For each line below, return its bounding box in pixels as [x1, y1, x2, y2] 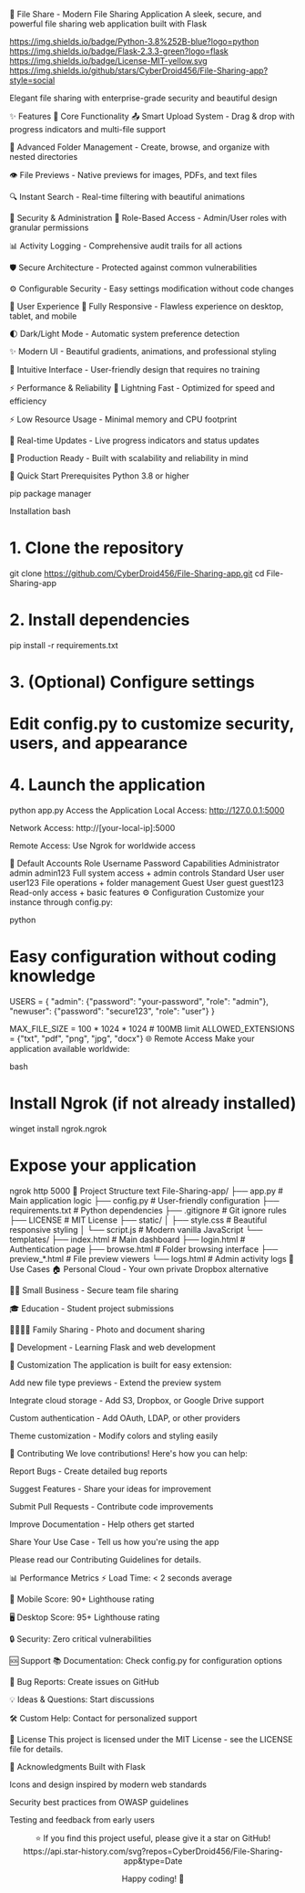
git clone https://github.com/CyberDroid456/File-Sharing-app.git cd [9, 567, 265, 579]
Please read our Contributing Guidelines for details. [9, 1554, 202, 1565]
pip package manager [9, 489, 92, 499]
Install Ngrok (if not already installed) [9, 1093, 297, 1114]
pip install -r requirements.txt [9, 639, 118, 650]
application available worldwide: [9, 1044, 130, 1055]
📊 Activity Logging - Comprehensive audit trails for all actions [9, 240, 243, 251]
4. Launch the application [9, 774, 206, 795]
